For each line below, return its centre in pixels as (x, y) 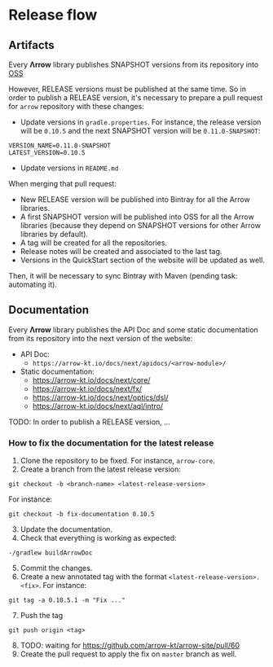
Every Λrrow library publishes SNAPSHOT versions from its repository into (134, 64)
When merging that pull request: (62, 184)
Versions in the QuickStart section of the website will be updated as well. (142, 260)
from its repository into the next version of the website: (101, 338)
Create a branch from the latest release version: (101, 469)
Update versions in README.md (69, 168)
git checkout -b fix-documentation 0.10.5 (81, 515)
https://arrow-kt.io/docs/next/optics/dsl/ (100, 397)
